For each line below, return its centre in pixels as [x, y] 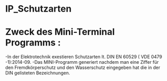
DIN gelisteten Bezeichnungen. [38, 73]
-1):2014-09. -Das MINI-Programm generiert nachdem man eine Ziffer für [82, 62]
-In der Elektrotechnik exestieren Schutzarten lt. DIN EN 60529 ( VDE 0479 [84, 57]
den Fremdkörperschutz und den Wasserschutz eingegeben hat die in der [83, 68]
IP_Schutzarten [38, 9]
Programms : [33, 43]
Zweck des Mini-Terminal [60, 32]
